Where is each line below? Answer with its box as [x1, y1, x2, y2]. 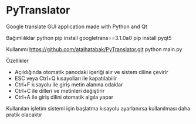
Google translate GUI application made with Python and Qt [6, 23, 148, 30]
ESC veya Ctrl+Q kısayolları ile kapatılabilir [14, 75, 117, 82]
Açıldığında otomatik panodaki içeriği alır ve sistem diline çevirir [14, 68, 168, 75]
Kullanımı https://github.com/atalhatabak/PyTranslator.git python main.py [6, 45, 183, 53]
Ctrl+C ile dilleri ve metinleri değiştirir [14, 87, 105, 94]
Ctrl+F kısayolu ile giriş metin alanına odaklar [14, 81, 123, 88]
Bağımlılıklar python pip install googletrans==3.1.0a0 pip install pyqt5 [6, 34, 172, 41]
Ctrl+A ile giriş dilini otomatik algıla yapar [14, 93, 114, 100]
